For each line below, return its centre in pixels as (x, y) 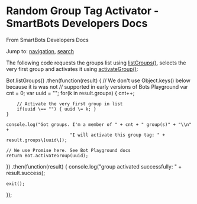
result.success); (26, 173)
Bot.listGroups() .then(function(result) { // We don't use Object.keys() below (98, 80)
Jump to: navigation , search (40, 51)
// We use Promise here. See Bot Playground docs (69, 150)
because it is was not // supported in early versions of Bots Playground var (97, 86)
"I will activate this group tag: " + (117, 135)
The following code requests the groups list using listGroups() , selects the (96, 63)
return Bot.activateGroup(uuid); (47, 156)
